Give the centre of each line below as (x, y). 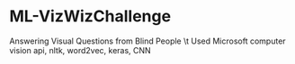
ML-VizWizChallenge (90, 16)
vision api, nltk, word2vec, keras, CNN (80, 50)
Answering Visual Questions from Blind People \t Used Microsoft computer (147, 41)
